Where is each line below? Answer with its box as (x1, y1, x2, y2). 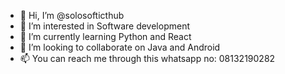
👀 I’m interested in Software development (19, 20, 190, 32)
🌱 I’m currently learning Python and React (19, 31, 192, 42)
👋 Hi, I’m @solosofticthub (19, 10, 125, 21)
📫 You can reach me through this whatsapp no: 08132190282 (19, 53, 276, 64)
